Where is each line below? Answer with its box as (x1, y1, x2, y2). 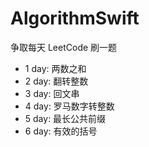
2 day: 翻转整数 (24, 75, 89, 87)
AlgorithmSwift (10, 7, 140, 30)
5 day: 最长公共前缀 (24, 112, 107, 124)
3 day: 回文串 (24, 87, 80, 99)
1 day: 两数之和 (24, 62, 87, 74)
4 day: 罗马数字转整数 (24, 100, 115, 112)
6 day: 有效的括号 (24, 125, 98, 137)
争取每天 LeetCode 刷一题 (10, 41, 118, 53)
